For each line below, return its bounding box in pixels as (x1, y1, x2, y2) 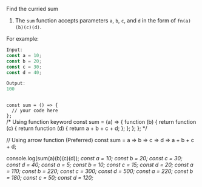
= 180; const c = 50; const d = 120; (6, 174, 94, 182)
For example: (6, 35, 39, 42)
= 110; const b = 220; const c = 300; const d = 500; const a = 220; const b (6, 168, 194, 175)
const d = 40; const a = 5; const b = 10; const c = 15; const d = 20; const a (6, 161, 194, 169)
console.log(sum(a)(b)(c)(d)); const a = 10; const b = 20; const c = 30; (6, 155, 183, 162)
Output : (6, 80, 26, 87)
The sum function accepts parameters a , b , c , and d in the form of (15, 17, 176, 24)
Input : (6, 47, 23, 53)
